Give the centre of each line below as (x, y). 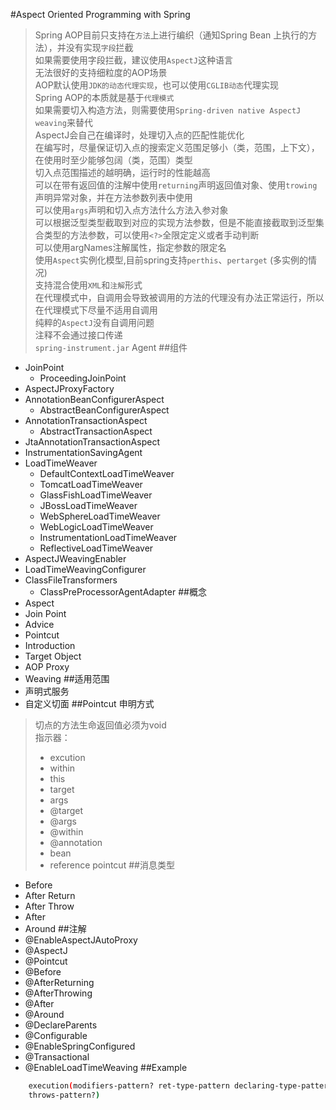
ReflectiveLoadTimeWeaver (96, 548)
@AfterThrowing (58, 993)
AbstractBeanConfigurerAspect (104, 410)
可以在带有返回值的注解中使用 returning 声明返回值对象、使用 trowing (176, 185)
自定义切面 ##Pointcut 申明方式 (89, 703)
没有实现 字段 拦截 (99, 47)
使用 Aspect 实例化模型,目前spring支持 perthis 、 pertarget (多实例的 (171, 260)
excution (67, 757)
